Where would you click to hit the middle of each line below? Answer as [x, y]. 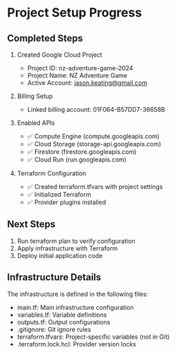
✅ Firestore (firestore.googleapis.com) [82, 152]
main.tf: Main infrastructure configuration [75, 307]
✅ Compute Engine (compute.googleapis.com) [93, 136]
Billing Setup [35, 96]
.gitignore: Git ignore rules [54, 329]
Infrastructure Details [54, 277]
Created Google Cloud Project [59, 55]
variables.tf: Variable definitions [62, 315]
